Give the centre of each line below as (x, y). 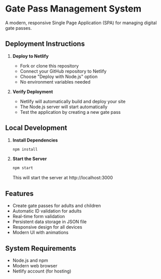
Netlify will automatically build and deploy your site (73, 101)
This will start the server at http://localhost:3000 (63, 178)
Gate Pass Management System (73, 9)
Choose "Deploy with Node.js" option (59, 77)
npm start (23, 168)
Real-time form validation (39, 217)
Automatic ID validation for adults (47, 211)
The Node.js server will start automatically (64, 107)
